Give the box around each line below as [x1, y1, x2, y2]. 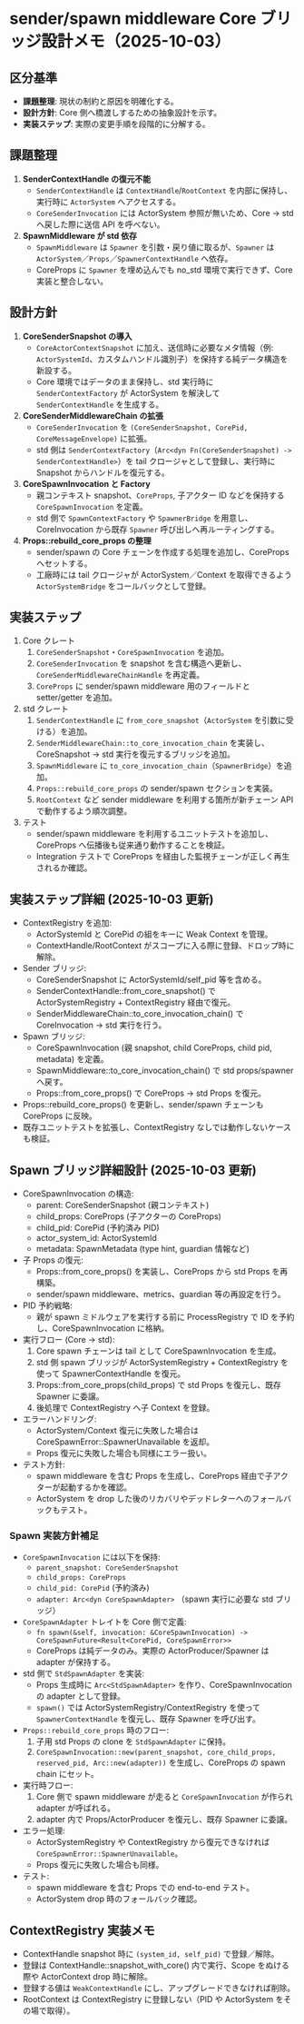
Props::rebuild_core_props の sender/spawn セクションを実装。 [35, 783, 279, 794]
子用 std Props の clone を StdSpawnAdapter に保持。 [35, 1736, 231, 1747]
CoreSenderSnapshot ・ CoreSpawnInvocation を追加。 [35, 647, 230, 658]
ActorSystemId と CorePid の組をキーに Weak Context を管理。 [35, 928, 273, 940]
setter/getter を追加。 [35, 692, 118, 703]
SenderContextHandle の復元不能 [22, 174, 152, 184]
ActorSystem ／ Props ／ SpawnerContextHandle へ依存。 [35, 253, 233, 263]
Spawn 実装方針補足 [9, 1529, 99, 1542]
